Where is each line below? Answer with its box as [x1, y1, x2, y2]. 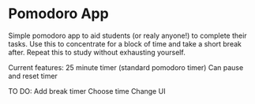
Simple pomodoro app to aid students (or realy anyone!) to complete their [8, 31, 247, 40]
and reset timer [8, 71, 58, 80]
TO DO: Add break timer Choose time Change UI [8, 86, 166, 95]
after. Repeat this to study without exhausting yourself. [8, 47, 186, 57]
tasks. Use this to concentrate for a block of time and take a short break [8, 39, 242, 48]
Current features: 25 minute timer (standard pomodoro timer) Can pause [8, 62, 244, 72]
